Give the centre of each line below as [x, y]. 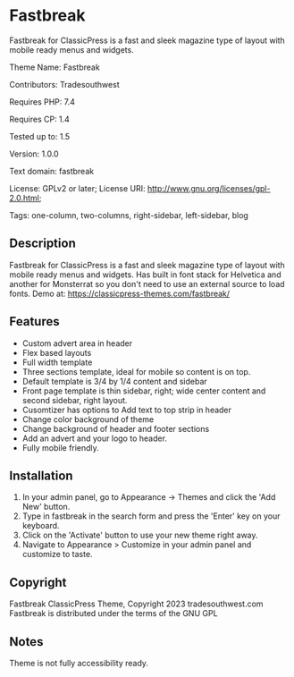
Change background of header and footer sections [116, 428]
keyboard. [41, 526]
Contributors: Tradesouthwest [64, 84]
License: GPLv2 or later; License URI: [77, 188]
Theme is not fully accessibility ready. [79, 663]
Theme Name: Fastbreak [55, 67]
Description [42, 244]
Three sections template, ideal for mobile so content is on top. [136, 371]
